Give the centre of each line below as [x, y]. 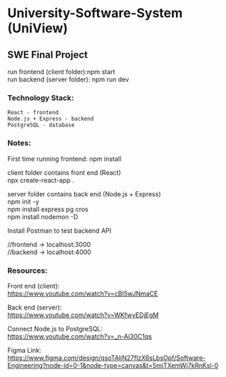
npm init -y [23, 201]
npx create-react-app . [41, 180]
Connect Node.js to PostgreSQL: [55, 328]
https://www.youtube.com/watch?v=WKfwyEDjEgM [83, 315]
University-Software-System [95, 13]
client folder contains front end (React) [64, 172]
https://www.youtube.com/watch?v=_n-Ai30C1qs [79, 336]
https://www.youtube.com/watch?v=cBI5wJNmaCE [83, 293]
